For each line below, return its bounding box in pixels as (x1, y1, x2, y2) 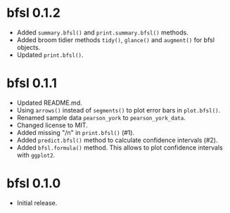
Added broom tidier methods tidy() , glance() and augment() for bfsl (16, 35, 215, 44)
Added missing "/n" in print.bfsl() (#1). (16, 128, 135, 136)
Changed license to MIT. (16, 121, 89, 129)
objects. (16, 43, 41, 51)
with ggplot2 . (16, 150, 56, 159)
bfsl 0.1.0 (6, 176, 61, 191)
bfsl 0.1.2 (6, 5, 61, 21)
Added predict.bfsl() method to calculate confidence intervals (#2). (16, 136, 219, 144)
